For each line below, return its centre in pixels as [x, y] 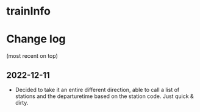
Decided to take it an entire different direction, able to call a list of [97, 89]
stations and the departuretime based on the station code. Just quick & [104, 96]
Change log [36, 39]
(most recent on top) [32, 56]
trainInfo [28, 11]
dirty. [22, 102]
